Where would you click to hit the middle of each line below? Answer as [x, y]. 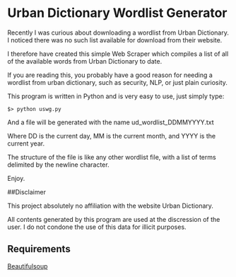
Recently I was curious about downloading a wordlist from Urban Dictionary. [118, 33]
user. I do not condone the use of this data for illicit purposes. [97, 227]
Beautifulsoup [28, 266]
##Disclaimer [26, 191]
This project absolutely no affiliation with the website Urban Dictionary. [111, 206]
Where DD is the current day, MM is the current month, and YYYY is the [112, 136]
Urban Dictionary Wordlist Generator [117, 13]
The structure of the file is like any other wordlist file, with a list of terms [112, 157]
